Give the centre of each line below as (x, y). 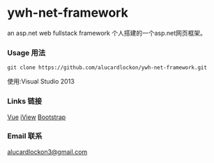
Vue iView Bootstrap (37, 117)
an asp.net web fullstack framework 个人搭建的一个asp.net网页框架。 (107, 33)
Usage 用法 (26, 52)
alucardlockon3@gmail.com (47, 152)
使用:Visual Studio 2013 (41, 81)
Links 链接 (25, 101)
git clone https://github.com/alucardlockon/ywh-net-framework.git (107, 68)
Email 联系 (25, 136)
